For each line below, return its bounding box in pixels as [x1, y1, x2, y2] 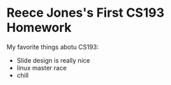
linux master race [16, 63, 67, 72]
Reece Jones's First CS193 [6, 5, 165, 21]
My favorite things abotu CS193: [6, 42, 99, 51]
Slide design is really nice [16, 56, 90, 64]
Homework [6, 20, 72, 36]
